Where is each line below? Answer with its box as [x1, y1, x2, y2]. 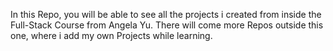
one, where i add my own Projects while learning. [10, 30, 213, 41]
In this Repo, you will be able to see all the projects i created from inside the [10, 9, 322, 20]
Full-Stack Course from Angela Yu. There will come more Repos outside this [10, 19, 324, 31]
